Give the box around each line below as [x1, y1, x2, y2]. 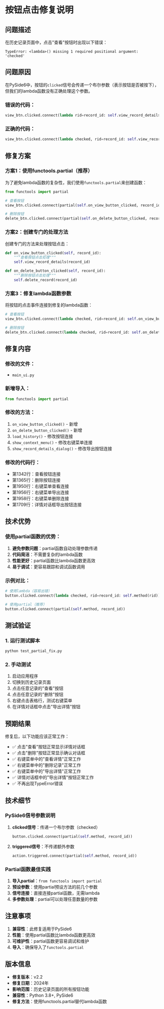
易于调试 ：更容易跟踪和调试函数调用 [12, 564, 85, 570]
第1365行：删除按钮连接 [12, 477, 61, 483]
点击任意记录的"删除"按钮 [12, 692, 63, 697]
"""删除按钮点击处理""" [14, 273, 56, 278]
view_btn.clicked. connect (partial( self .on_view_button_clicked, [5, 203, 139, 208]
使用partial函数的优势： [5, 533, 61, 540]
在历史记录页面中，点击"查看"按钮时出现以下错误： [5, 40, 108, 45]
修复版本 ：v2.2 [12, 974, 43, 980]
